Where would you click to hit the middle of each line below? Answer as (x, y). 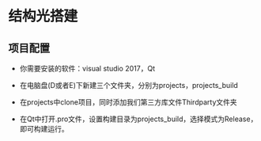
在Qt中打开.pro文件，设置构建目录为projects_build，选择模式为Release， (138, 119)
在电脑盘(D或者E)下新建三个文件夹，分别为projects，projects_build (129, 85)
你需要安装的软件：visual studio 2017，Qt (87, 69)
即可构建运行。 (44, 129)
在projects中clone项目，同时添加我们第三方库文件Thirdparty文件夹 (128, 102)
